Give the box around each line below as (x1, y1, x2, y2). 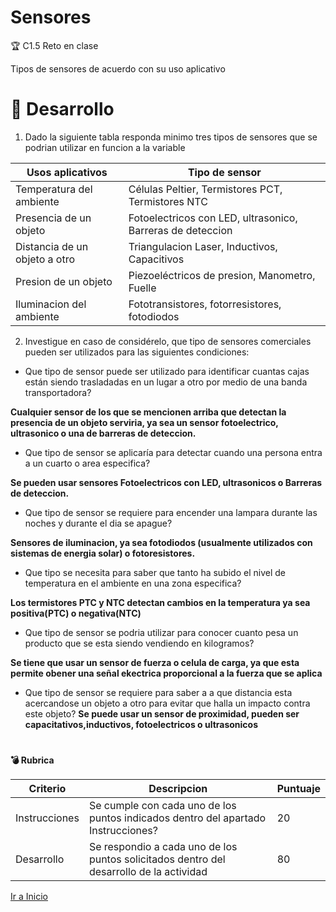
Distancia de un (15, 239, 89, 253)
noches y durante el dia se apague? (24, 517, 173, 529)
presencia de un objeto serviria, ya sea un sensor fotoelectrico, (10, 416, 279, 428)
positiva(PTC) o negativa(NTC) (10, 607, 142, 619)
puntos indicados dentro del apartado (88, 811, 267, 825)
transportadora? (24, 386, 92, 398)
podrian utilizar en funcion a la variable (24, 141, 186, 153)
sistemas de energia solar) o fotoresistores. (10, 547, 196, 559)
